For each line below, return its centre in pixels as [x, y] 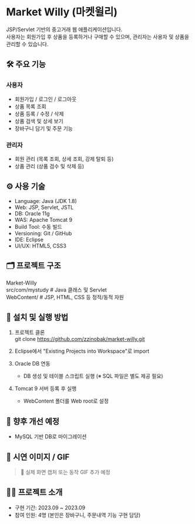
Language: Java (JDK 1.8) [46, 201]
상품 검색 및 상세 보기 [39, 121]
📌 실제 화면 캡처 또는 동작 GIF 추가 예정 [65, 472]
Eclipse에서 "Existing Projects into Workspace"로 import [82, 351]
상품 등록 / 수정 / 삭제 [39, 114]
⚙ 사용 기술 [26, 186]
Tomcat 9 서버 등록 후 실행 [46, 388]
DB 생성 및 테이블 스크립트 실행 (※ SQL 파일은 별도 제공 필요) [93, 376]
